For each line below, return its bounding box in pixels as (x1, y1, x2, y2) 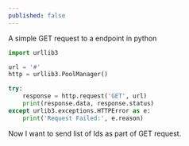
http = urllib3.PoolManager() (8, 71, 109, 79)
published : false (8, 11, 66, 20)
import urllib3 (8, 48, 59, 56)
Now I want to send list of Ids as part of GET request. (8, 129, 182, 138)
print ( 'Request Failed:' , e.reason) (22, 114, 145, 122)
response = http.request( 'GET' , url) (22, 92, 148, 100)
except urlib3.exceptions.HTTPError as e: (8, 106, 151, 115)
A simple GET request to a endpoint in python (8, 33, 157, 43)
